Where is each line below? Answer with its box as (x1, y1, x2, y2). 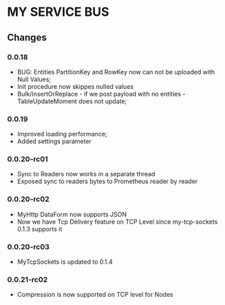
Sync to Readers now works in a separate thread (17, 170, 156, 178)
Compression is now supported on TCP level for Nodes (17, 291, 173, 299)
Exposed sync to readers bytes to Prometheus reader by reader (17, 177, 198, 186)
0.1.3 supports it (17, 224, 63, 233)
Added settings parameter (17, 137, 92, 145)
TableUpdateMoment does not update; (17, 97, 127, 105)
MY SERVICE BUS (7, 4, 109, 20)
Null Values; (17, 75, 52, 83)
